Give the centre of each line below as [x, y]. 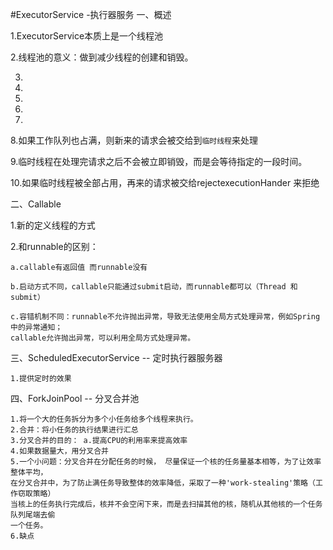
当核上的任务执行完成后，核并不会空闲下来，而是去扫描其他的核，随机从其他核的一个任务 [166, 504]
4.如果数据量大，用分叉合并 [60, 451]
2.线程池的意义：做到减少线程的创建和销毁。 [102, 57]
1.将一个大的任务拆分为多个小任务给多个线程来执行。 [104, 419]
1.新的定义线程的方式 [53, 225]
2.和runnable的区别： [54, 246]
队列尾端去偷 [33, 515]
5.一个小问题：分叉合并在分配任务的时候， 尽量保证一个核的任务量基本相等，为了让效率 [166, 462]
